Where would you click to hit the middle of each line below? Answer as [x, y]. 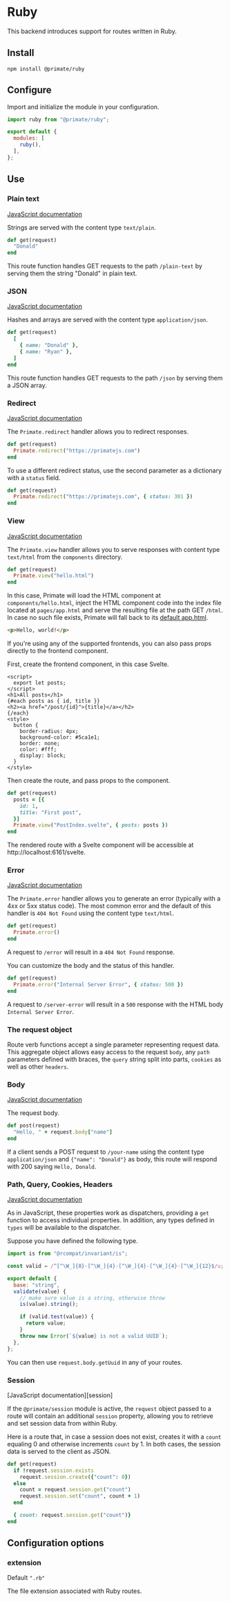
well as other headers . [38, 1067]
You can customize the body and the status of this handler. [91, 966]
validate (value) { [40, 1291]
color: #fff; [38, 750]
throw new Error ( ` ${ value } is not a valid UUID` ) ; [94, 1336]
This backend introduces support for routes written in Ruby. [92, 31]
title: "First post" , [50, 812]
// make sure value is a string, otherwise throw [93, 1298]
